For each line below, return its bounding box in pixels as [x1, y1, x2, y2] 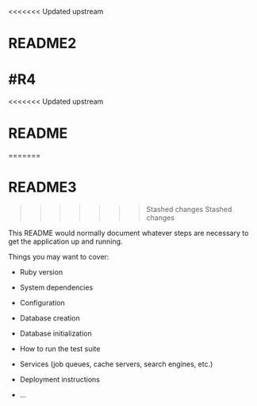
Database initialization [19, 328, 93, 338]
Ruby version [19, 268, 63, 276]
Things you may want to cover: [8, 252, 109, 261]
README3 [8, 178, 77, 196]
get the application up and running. [8, 237, 123, 246]
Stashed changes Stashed [146, 205, 232, 214]
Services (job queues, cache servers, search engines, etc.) [19, 359, 213, 369]
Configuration [19, 298, 65, 307]
